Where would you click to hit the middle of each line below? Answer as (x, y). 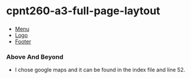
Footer (23, 42)
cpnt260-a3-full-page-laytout (83, 11)
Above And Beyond (35, 57)
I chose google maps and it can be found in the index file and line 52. (100, 70)
